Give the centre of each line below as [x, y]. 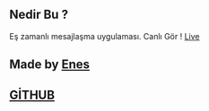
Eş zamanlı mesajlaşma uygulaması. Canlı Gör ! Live [104, 36]
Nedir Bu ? [39, 15]
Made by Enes [50, 65]
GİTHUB [32, 94]
